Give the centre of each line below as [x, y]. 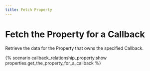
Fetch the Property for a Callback [75, 34]
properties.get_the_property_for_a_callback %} [53, 63]
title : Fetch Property [29, 10]
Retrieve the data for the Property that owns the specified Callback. [74, 48]
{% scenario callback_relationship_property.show [56, 58]
